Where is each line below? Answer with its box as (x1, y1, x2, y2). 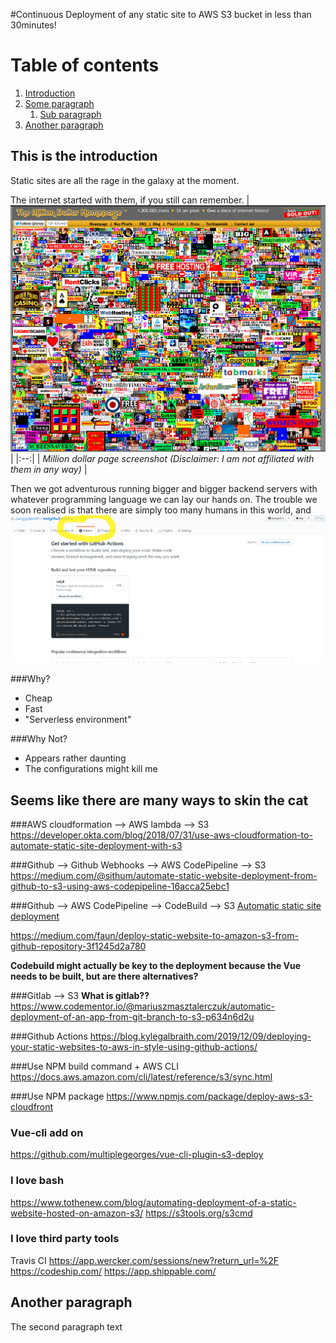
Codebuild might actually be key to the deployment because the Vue (10, 959, 302, 971)
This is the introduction (10, 148, 158, 165)
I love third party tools (10, 1232, 120, 1246)
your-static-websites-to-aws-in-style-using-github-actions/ (10, 1040, 258, 1053)
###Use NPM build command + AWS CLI (10, 1060, 179, 1072)
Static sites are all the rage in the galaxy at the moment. (10, 174, 240, 186)
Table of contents (10, 54, 160, 77)
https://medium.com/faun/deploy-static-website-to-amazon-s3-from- (10, 929, 299, 941)
